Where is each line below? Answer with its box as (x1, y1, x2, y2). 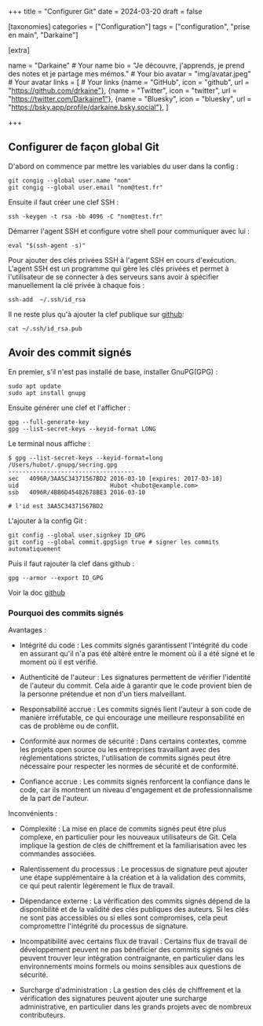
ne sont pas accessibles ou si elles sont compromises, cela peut (19, 913, 228, 922)
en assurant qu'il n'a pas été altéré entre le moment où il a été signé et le (19, 648, 255, 658)
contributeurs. (19, 1010, 66, 1020)
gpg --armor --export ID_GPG (8, 574, 104, 581)
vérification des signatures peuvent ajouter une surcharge (19, 993, 208, 1002)
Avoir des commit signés (8, 346, 132, 360)
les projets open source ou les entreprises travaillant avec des (19, 744, 221, 754)
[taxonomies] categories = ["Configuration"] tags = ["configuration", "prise (8, 22, 250, 31)
